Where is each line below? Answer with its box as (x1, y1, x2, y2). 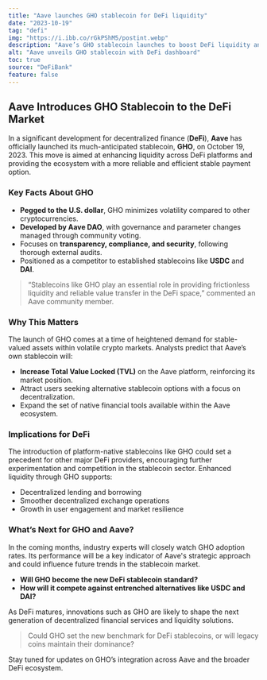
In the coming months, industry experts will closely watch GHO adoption (8, 542, 245, 552)
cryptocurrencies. (19, 214, 79, 223)
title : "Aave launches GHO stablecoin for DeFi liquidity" (8, 11, 208, 20)
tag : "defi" (8, 26, 48, 34)
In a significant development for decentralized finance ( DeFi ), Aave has (8, 133, 242, 143)
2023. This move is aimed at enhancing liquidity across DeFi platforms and (8, 150, 253, 160)
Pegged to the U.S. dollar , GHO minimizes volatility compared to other (19, 205, 250, 214)
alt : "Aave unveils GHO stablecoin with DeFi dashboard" (8, 48, 201, 56)
